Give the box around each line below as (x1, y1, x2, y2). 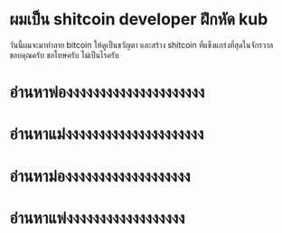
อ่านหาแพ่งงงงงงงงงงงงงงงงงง (9, 208, 185, 228)
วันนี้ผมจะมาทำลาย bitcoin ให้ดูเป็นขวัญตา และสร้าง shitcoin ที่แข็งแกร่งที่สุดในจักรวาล (9, 39, 274, 50)
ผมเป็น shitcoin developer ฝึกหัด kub (9, 9, 268, 30)
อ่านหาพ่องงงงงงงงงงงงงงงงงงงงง (9, 82, 205, 103)
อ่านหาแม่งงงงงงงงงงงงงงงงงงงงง (9, 124, 204, 144)
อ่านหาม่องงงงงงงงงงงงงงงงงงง (9, 165, 192, 186)
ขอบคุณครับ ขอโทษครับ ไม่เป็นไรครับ (9, 50, 119, 61)
